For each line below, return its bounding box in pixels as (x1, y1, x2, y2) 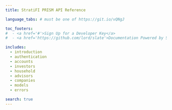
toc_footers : (5, 26, 33, 31)
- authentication (10, 54, 47, 59)
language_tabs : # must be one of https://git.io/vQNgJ (5, 16, 125, 22)
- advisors (10, 73, 33, 78)
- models (10, 83, 29, 88)
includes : (5, 45, 27, 50)
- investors (10, 63, 36, 69)
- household (10, 69, 36, 74)
